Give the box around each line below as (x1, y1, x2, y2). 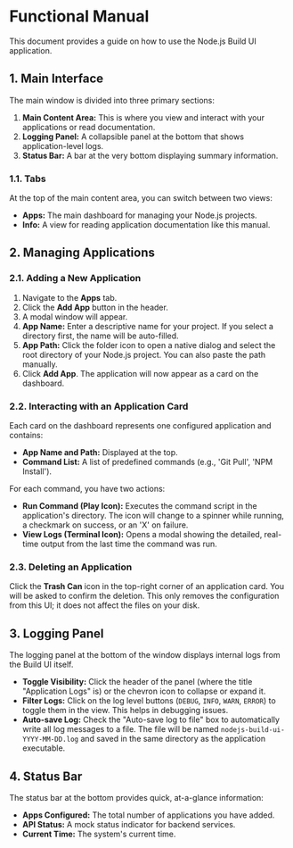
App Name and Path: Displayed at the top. (21, 447, 178, 458)
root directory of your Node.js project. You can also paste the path (21, 349, 266, 360)
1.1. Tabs (9, 172, 46, 185)
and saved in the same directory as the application (79, 734, 265, 744)
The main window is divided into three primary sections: (9, 95, 216, 105)
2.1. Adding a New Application (9, 272, 142, 285)
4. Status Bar (9, 769, 83, 784)
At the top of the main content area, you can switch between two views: (9, 193, 273, 204)
